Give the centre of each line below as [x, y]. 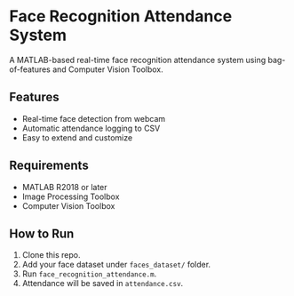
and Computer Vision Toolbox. [108, 69]
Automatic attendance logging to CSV [91, 128]
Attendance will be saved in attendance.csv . [103, 284]
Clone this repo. [51, 255]
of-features [30, 69]
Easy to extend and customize [77, 137]
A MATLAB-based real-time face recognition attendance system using [138, 60]
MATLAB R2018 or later [65, 187]
